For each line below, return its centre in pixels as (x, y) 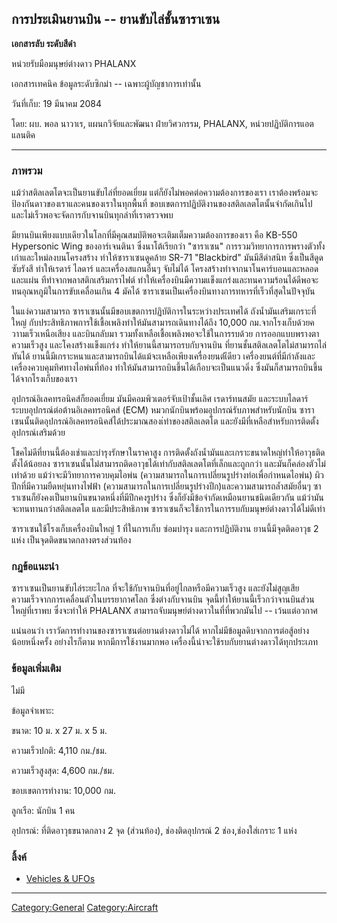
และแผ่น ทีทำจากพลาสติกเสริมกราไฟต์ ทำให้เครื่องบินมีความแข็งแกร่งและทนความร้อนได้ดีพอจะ (165, 280)
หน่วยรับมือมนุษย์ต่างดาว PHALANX (74, 63)
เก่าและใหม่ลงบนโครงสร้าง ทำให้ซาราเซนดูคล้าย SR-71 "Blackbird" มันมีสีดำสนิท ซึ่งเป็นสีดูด (167, 258)
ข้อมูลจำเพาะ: (33, 710)
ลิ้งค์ (19, 857)
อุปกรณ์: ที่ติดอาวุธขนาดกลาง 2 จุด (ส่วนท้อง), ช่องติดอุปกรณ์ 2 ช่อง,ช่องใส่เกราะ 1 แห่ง (154, 830)
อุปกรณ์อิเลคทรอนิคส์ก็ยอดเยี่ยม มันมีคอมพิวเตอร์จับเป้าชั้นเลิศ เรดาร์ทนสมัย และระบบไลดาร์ (160, 399)
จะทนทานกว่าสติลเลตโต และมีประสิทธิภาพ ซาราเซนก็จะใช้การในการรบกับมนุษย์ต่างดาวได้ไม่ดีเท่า (168, 509)
